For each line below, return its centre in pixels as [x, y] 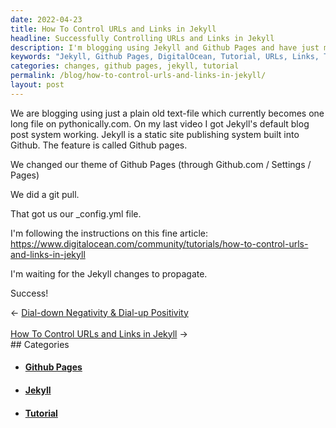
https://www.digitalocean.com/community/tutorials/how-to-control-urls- [159, 243]
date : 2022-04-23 [46, 19]
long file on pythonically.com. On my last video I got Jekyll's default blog [160, 123]
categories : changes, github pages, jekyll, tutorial [125, 66]
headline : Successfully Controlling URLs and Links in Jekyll [142, 38]
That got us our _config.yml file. [76, 213]
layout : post [37, 85]
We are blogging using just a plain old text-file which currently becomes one [167, 113]
